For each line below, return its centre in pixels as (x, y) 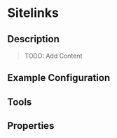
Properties (31, 126)
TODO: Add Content (53, 56)
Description (33, 39)
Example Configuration (59, 78)
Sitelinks (33, 13)
